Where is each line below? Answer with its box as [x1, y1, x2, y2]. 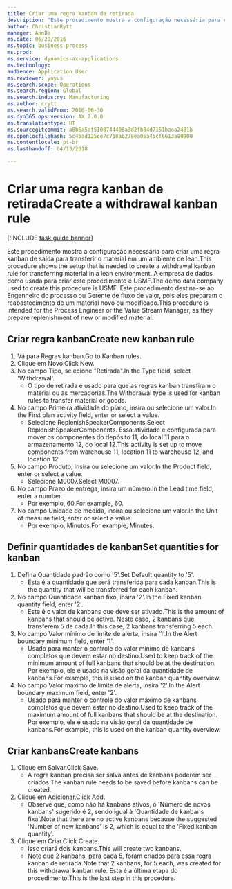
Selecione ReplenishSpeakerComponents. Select [27, 418, 166, 426]
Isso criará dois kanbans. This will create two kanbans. [27, 845, 182, 853]
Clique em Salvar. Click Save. [17, 764, 99, 772]
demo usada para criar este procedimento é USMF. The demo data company [7, 276, 224, 285]
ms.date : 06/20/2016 [7, 36, 67, 43]
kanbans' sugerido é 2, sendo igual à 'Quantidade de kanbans [27, 808, 204, 816]
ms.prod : [7, 49, 32, 56]
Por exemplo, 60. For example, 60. [27, 499, 124, 507]
